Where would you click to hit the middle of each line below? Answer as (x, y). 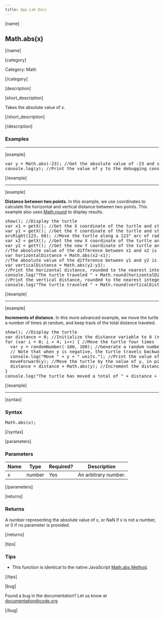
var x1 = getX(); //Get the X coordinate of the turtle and (79, 226)
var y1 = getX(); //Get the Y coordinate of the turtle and (79, 231)
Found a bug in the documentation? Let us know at (56, 596)
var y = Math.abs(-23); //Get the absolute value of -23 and (80, 164)
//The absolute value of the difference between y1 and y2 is (81, 260)
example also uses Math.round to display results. (54, 212)
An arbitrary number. (102, 475)
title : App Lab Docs (26, 10)
